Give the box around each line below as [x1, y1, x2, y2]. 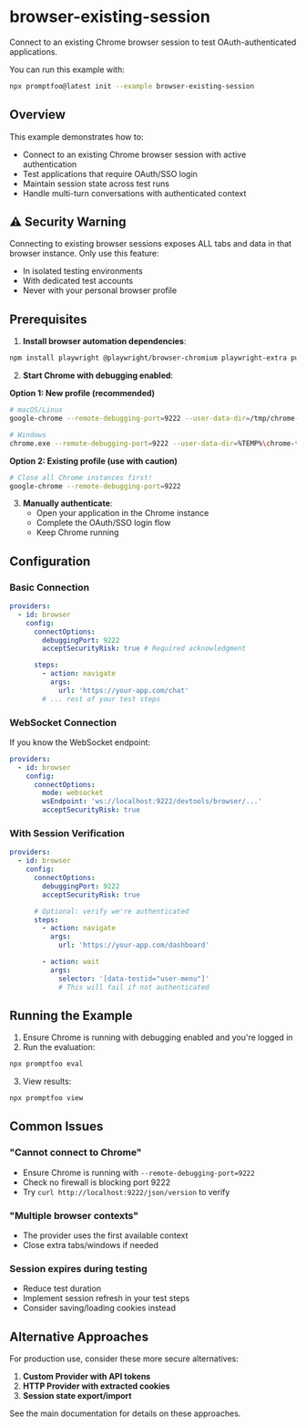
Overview [9, 107, 66, 122]
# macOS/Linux [9, 405, 64, 415]
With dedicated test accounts [22, 276, 134, 287]
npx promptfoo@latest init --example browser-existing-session [9, 81, 255, 90]
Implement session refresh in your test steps [22, 1293, 190, 1304]
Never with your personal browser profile [22, 285, 178, 296]
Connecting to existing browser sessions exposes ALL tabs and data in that [9, 238, 292, 249]
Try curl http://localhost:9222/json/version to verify [22, 1186, 230, 1197]
